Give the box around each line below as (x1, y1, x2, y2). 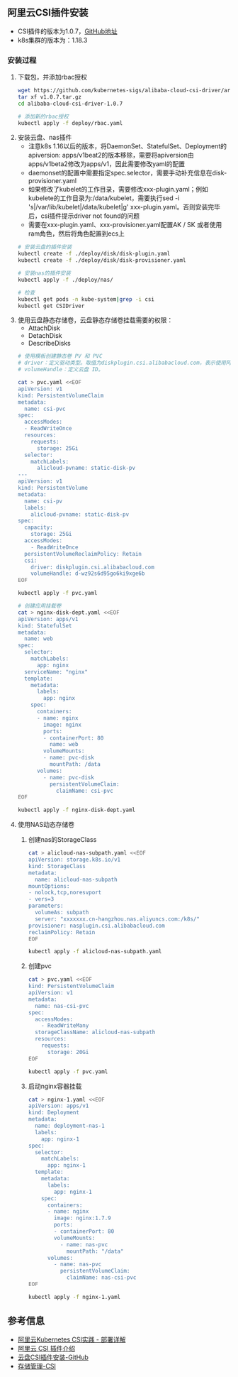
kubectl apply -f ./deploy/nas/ (17, 276, 113, 283)
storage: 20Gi (47, 1048, 89, 1055)
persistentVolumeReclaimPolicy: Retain (24, 550, 142, 557)
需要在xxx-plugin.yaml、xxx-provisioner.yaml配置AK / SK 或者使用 (28, 221, 222, 229)
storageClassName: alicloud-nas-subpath (34, 1028, 156, 1036)
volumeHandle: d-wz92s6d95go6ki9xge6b (30, 570, 145, 577)
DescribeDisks (28, 339, 71, 348)
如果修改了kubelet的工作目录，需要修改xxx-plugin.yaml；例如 (28, 185, 209, 194)
